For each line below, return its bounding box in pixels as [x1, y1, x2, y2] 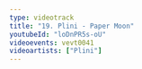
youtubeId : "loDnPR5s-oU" [9, 30, 106, 39]
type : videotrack [9, 13, 75, 22]
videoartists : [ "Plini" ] [9, 47, 102, 56]
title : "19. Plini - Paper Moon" [9, 22, 135, 30]
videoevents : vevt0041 [9, 38, 94, 47]
